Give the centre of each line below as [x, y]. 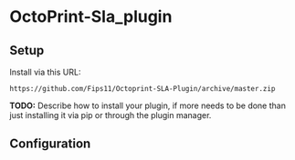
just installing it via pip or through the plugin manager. [111, 115]
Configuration [50, 144]
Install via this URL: [45, 72]
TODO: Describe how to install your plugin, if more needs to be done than [147, 105]
